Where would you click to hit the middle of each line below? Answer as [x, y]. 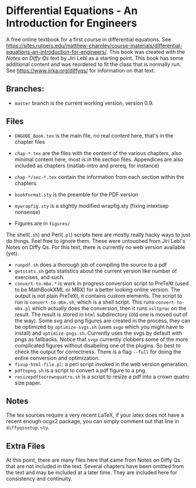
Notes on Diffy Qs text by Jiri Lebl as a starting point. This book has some [95, 58]
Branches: [25, 89]
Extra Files [26, 446]
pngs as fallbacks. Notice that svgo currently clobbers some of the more [101, 339]
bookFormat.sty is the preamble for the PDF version [76, 194]
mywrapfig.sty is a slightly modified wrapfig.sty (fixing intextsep [92, 205]
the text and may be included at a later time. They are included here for [92, 473]
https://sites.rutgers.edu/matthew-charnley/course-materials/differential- [94, 46]
